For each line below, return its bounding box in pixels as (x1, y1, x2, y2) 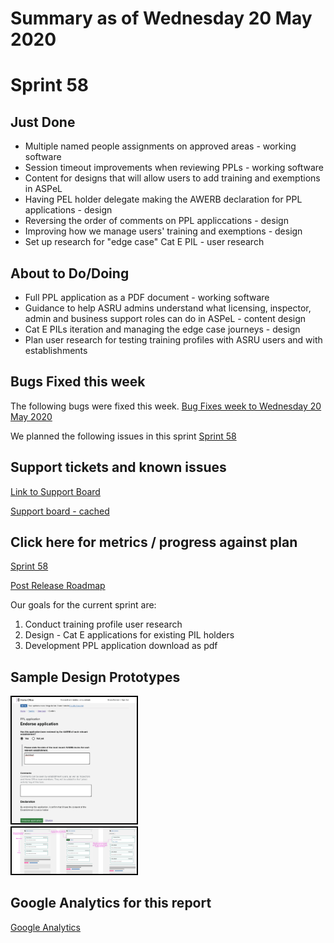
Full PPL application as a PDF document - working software (24, 292, 270, 303)
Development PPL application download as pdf (24, 640, 218, 652)
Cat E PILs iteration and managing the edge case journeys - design (24, 323, 301, 335)
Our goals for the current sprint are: (10, 599, 157, 611)
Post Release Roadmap (10, 580, 106, 592)
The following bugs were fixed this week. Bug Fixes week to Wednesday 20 (10, 400, 322, 412)
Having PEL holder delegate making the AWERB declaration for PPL (24, 193, 303, 206)
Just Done (10, 113, 76, 131)
